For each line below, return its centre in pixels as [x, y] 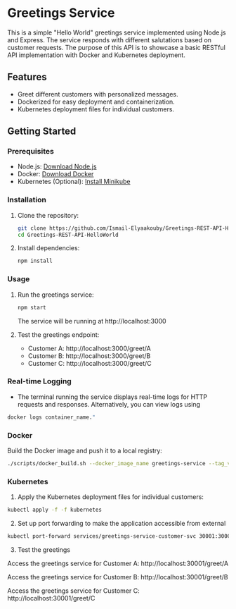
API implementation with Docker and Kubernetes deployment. [97, 55]
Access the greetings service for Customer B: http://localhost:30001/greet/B [118, 577]
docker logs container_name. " [52, 417]
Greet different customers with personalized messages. [98, 94]
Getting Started [42, 131]
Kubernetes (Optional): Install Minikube [74, 182]
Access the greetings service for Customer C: [73, 591]
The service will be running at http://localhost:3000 [92, 321]
